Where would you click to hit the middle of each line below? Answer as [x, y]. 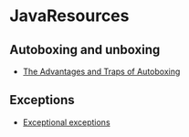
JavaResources [69, 16]
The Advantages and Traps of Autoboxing [101, 71]
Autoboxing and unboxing [85, 50]
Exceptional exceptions [67, 122]
